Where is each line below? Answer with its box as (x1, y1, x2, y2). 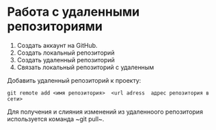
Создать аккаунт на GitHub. (16, 41, 98, 49)
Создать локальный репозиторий (16, 49, 115, 57)
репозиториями (7, 18, 103, 34)
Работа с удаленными (7, 4, 140, 20)
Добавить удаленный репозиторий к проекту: (7, 76, 141, 84)
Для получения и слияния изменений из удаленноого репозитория (7, 107, 204, 116)
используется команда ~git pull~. (7, 114, 105, 123)
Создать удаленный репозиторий (16, 55, 115, 64)
